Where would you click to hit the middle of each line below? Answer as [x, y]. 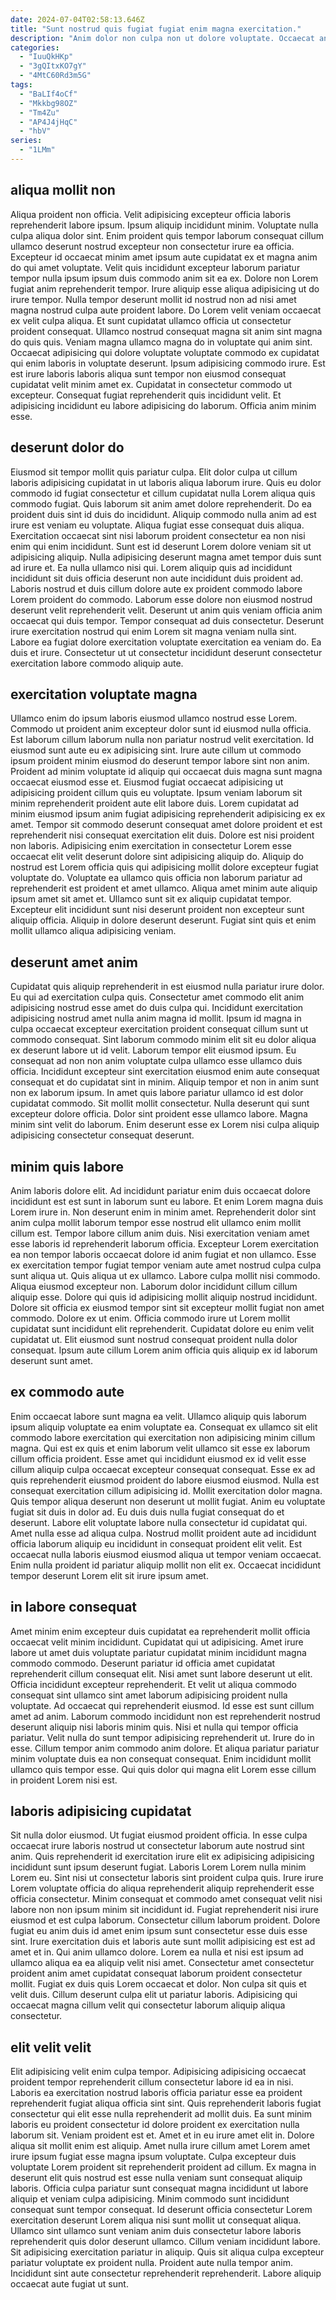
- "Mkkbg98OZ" [48, 103]
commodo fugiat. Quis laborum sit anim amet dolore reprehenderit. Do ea [161, 503]
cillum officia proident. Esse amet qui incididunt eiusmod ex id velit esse [158, 1458]
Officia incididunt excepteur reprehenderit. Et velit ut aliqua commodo [153, 1684]
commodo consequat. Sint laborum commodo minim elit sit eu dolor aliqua [163, 1040]
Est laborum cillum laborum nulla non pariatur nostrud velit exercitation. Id [162, 740]
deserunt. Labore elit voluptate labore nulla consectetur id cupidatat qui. [159, 1522]
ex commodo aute [67, 1392]
